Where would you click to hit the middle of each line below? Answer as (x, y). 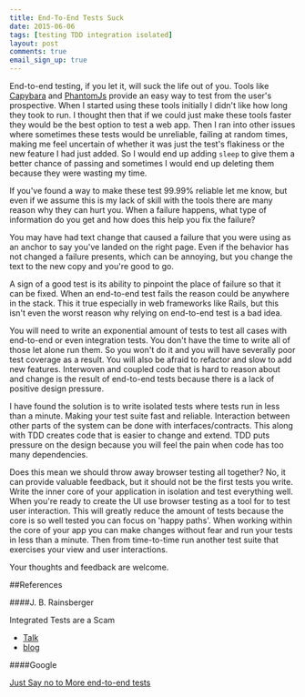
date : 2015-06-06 (42, 26)
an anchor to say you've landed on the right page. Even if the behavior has (149, 247)
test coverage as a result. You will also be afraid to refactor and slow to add (151, 359)
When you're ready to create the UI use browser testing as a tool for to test (150, 501)
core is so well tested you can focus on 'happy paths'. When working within (151, 520)
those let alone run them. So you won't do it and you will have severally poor (152, 350)
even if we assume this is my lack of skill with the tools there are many (141, 200)
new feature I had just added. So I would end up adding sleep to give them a (152, 154)
